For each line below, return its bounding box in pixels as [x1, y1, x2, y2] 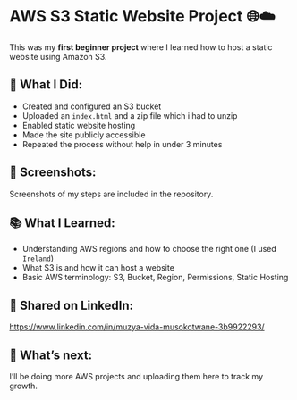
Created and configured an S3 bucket [21, 101, 162, 112]
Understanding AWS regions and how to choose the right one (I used [21, 244, 277, 254]
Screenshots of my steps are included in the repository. [9, 188, 214, 199]
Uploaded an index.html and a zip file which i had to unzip [21, 110, 238, 121]
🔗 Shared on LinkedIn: [9, 297, 134, 312]
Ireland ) [21, 253, 55, 263]
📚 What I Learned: [9, 215, 115, 230]
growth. [9, 380, 38, 391]
